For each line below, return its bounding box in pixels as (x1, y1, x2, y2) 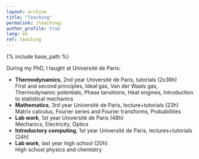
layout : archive (6, 8, 47, 15)
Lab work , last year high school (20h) (14, 140, 108, 146)
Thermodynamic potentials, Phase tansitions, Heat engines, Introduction (14, 89, 194, 96)
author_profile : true (6, 25, 61, 32)
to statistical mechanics (14, 95, 74, 102)
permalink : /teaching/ (6, 20, 63, 26)
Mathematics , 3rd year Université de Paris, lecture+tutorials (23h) (14, 102, 179, 108)
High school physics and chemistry (14, 146, 102, 153)
